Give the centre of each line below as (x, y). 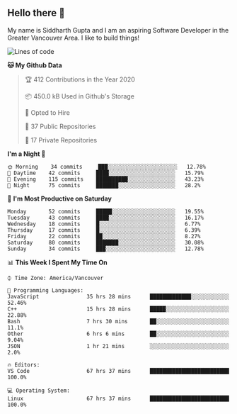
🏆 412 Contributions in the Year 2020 (80, 79)
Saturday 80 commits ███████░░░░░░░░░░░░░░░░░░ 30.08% (105, 242)
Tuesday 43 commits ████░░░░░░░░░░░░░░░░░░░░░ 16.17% (105, 218)
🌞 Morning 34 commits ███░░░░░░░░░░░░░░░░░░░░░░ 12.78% (107, 167)
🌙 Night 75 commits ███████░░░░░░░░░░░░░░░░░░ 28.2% (104, 185)
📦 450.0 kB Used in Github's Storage (79, 96)
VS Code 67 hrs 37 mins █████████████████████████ (118, 371)
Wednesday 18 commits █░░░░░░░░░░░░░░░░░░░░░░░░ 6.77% (104, 224)
